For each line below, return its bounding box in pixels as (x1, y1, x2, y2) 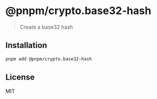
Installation (5, 40, 47, 50)
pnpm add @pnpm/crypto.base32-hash (5, 56, 92, 62)
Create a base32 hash (19, 23, 74, 30)
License (5, 72, 35, 83)
